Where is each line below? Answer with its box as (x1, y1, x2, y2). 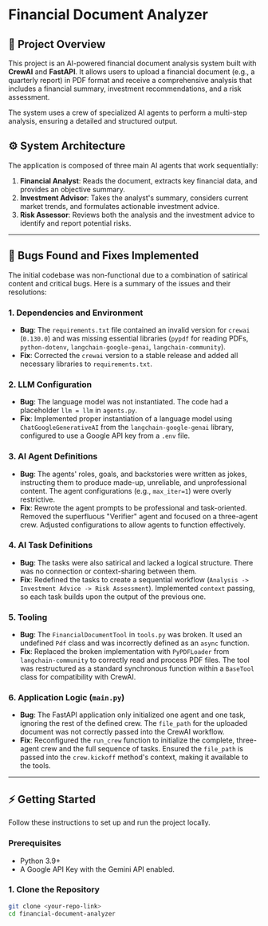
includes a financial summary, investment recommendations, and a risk (8, 84, 242, 93)
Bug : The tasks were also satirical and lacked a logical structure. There (19, 558, 254, 567)
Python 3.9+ (19, 856, 61, 865)
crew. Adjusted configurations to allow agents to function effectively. (19, 520, 246, 530)
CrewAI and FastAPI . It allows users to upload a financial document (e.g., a (8, 67, 255, 77)
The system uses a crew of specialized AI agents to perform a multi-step (8, 108, 247, 117)
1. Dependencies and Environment (8, 307, 144, 318)
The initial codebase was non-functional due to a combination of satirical (8, 270, 249, 280)
